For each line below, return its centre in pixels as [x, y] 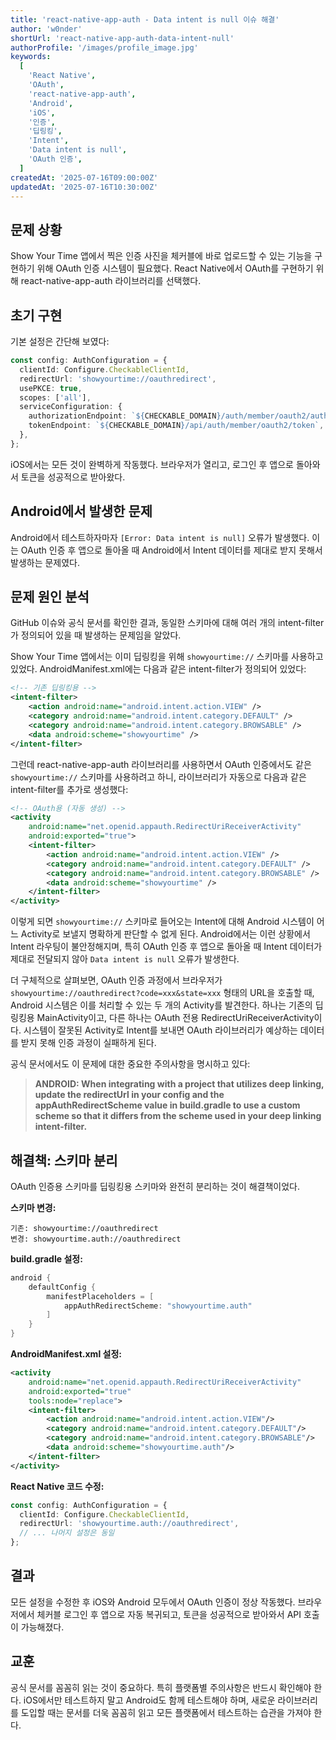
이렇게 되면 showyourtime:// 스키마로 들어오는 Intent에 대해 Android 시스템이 [162, 922]
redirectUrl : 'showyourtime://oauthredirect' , [118, 379]
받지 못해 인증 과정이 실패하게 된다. [88, 1043]
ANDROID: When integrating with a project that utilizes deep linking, [179, 1084]
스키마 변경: [33, 1207]
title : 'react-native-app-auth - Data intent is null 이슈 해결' [145, 19]
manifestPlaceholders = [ [100, 1296]
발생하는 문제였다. [45, 562]
